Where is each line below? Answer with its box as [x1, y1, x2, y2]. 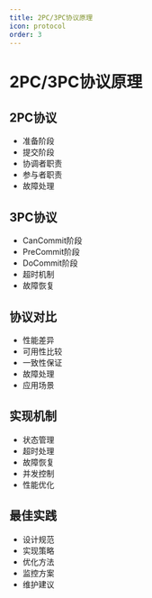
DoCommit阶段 [22, 258, 78, 268]
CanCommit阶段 [22, 235, 83, 246]
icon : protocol [9, 22, 67, 31]
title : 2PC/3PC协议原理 [9, 13, 93, 23]
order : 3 [9, 30, 42, 39]
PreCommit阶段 [22, 247, 81, 258]
